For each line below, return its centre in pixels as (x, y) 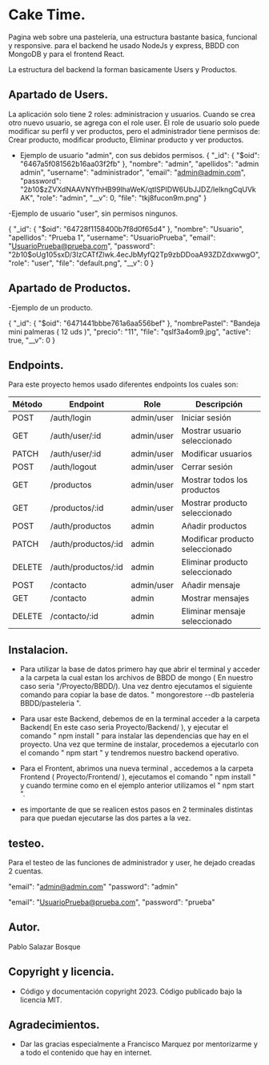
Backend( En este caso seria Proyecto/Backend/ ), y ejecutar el (124, 727)
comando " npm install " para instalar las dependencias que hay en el (134, 736)
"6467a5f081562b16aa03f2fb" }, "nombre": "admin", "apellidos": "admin (139, 164)
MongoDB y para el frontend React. (67, 54)
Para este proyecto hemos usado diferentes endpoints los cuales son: (123, 385)
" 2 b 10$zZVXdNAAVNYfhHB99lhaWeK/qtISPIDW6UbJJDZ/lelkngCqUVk (138, 189)
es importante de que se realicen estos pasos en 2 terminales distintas (137, 810)
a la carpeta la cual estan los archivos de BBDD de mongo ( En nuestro (137, 678)
